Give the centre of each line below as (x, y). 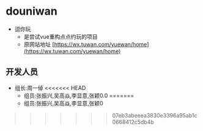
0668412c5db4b (133, 122)
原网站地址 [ (39, 44)
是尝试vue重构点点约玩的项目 (61, 36)
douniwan (31, 11)
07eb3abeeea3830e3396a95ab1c (155, 115)
